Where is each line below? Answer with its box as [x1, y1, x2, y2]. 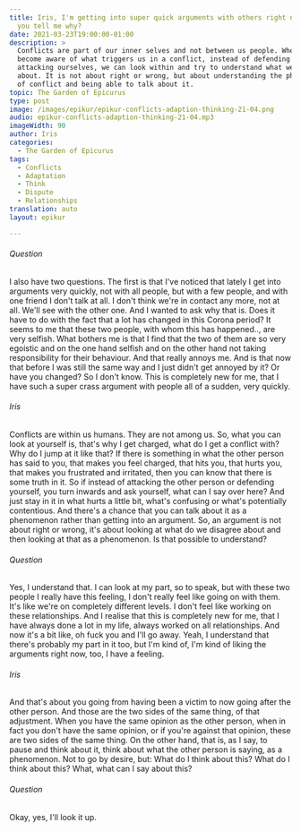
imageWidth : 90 [9, 122, 66, 131]
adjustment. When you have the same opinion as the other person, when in [9, 715, 287, 726]
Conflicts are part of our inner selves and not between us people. [17, 47, 279, 56]
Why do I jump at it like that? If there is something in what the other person [9, 449, 285, 459]
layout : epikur [9, 212, 66, 222]
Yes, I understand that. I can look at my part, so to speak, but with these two [9, 582, 290, 593]
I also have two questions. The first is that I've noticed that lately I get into [9, 276, 281, 287]
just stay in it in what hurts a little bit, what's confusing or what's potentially [9, 496, 287, 507]
